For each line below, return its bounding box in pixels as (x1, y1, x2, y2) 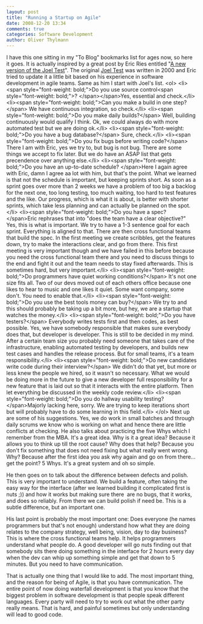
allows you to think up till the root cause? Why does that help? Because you (6, 440, 195, 448)
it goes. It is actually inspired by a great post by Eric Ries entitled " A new (6, 60, 186, 67)
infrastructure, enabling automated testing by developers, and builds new (6, 344, 189, 351)
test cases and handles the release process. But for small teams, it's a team (6, 350, 195, 357)
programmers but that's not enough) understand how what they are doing (6, 522, 190, 529)
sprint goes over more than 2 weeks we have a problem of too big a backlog (6, 183, 196, 190)
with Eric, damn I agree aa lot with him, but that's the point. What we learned (6, 170, 196, 176)
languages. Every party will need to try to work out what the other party (6, 598, 185, 605)
